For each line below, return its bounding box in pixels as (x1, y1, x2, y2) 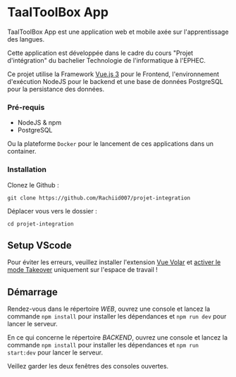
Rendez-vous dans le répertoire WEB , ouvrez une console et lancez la (7, 304, 211, 314)
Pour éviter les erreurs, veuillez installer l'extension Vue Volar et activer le (7, 258, 221, 266)
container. (7, 147, 37, 156)
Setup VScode (7, 239, 72, 251)
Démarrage (7, 286, 58, 298)
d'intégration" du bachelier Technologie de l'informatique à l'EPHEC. (7, 56, 206, 64)
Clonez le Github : (7, 180, 59, 189)
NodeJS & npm (17, 118, 62, 127)
